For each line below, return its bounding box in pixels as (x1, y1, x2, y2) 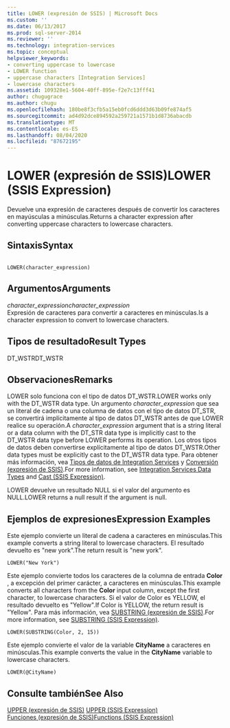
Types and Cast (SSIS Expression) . (7, 472, 106, 481)
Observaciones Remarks (7, 373, 113, 386)
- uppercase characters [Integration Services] (7, 74, 146, 81)
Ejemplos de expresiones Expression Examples (7, 513, 211, 525)
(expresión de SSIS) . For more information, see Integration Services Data (7, 466, 211, 474)
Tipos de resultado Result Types (7, 335, 146, 348)
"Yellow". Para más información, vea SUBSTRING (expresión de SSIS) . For (7, 608, 215, 616)
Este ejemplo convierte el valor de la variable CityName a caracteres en (7, 641, 211, 649)
